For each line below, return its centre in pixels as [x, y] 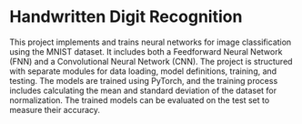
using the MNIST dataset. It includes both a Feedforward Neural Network [146, 51]
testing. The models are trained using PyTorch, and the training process [144, 80]
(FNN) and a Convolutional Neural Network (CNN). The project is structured [151, 61]
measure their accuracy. [55, 109]
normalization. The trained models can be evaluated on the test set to [140, 100]
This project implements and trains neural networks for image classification [151, 42]
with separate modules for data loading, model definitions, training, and [143, 71]
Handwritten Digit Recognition [126, 17]
